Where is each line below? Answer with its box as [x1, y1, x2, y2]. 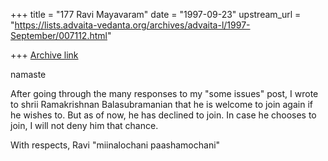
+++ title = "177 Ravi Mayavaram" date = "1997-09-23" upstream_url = [10, 9, 302, 20]
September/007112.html [10, 30, 108, 41]
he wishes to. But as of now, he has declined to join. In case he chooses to [10, 109, 317, 121]
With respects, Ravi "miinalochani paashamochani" [10, 139, 221, 151]
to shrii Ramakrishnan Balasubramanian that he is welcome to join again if [10, 99, 313, 110]
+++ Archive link [10, 49, 79, 61]
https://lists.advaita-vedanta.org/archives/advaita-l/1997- [14, 19, 251, 31]
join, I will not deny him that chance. [10, 120, 159, 131]
